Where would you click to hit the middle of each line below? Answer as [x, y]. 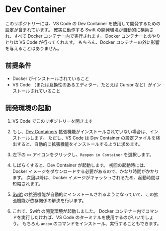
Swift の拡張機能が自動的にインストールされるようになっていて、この [83, 194]
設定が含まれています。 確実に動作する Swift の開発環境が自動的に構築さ [80, 30]
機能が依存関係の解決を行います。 [51, 200]
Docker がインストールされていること [51, 78]
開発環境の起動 [28, 108]
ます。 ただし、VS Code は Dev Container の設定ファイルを [95, 138]
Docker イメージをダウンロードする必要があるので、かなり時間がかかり [85, 171]
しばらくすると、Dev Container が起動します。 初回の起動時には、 [80, 165]
